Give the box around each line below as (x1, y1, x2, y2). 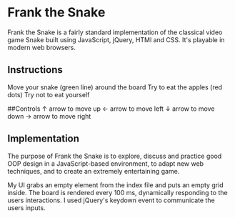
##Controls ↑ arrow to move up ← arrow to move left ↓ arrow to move (7, 104, 215, 113)
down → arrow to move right (7, 112, 91, 120)
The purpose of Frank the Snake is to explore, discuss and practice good (7, 152, 222, 160)
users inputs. (7, 203, 46, 212)
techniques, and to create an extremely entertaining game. (7, 167, 180, 175)
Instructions (7, 64, 63, 76)
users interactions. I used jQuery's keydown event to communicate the (7, 196, 216, 204)
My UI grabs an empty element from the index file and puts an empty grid (7, 180, 224, 189)
